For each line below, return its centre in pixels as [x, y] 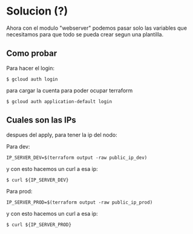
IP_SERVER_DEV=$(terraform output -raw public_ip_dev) [77, 158]
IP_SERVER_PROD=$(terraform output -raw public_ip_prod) [80, 202]
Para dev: [18, 146]
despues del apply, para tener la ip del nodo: [62, 135]
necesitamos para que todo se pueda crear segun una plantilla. [85, 34]
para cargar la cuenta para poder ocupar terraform [70, 90]
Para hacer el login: [30, 68]
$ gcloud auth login [32, 79]
